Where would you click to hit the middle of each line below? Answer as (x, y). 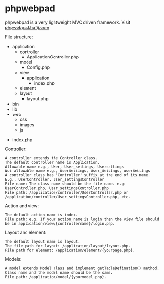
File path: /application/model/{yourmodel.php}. (56, 277)
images (27, 125)
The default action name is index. (41, 215)
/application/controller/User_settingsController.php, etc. (68, 197)
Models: (13, 259)
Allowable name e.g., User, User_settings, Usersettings (65, 167)
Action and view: (22, 206)
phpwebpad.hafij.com (27, 27)
